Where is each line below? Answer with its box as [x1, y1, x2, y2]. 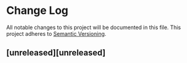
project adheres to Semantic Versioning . [6, 30, 107, 37]
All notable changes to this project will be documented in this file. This [6, 24, 182, 31]
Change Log [6, 4, 68, 18]
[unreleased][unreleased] [6, 48, 106, 58]
